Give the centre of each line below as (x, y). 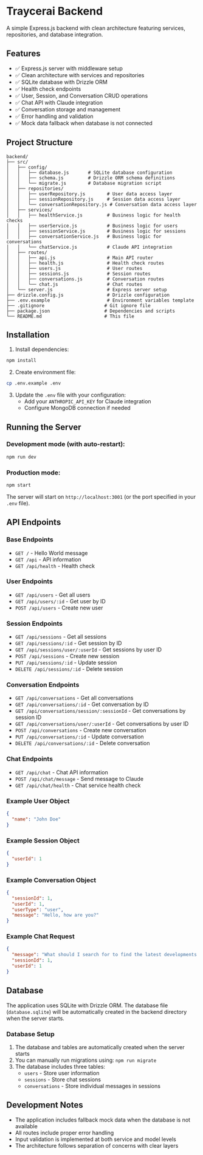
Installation (28, 335)
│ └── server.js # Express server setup (87, 290)
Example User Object (38, 801)
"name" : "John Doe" (36, 819)
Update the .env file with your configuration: (71, 395)
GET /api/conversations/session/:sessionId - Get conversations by (100, 711)
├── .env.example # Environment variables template (100, 300)
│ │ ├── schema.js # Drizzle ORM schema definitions (91, 178)
